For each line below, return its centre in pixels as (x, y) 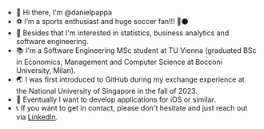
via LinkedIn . (37, 117)
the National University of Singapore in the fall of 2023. (107, 91)
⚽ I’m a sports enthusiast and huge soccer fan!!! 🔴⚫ (102, 21)
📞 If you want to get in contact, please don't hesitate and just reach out (132, 108)
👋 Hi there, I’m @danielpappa (64, 12)
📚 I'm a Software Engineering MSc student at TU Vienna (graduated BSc (136, 50)
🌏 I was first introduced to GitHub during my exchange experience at (130, 79)
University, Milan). (46, 71)
